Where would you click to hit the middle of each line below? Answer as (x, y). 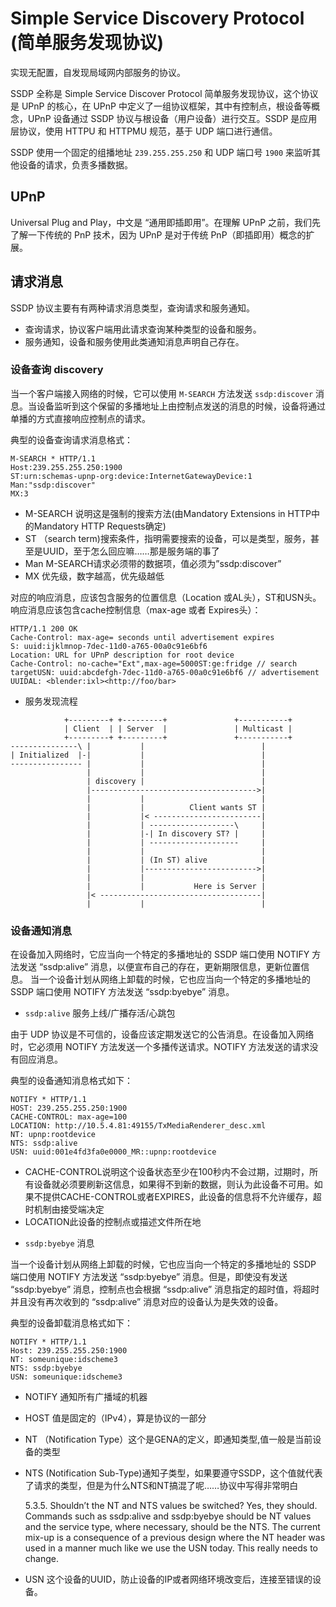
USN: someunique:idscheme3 (66, 1377)
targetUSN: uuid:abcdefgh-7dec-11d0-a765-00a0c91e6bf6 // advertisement (165, 672)
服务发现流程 (51, 701)
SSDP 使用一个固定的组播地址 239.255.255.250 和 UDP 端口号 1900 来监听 (161, 152)
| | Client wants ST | (176, 807)
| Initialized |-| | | (138, 755)
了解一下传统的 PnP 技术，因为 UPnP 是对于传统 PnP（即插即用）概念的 (158, 234)
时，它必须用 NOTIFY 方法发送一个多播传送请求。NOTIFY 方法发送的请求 (160, 1047)
